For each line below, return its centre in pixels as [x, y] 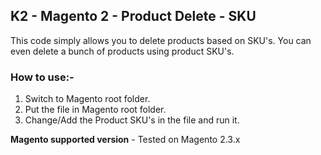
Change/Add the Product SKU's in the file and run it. [132, 120]
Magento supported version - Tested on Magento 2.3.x [125, 140]
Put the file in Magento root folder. [95, 110]
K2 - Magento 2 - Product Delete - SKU [133, 16]
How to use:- [42, 77]
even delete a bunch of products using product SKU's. [122, 51]
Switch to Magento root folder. [87, 99]
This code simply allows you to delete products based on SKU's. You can [161, 40]
